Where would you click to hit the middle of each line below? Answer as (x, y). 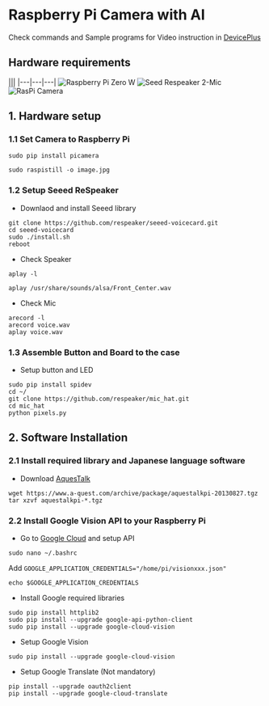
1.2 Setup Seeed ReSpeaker (63, 190)
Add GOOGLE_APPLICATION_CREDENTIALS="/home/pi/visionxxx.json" (118, 569)
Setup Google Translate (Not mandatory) (88, 672)
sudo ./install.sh (39, 237)
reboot (19, 244)
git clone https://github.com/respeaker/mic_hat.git (99, 399)
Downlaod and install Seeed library (78, 208)
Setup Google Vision (54, 642)
